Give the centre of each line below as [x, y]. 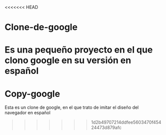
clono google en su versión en [68, 60]
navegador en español [28, 113]
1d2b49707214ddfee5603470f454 [126, 122]
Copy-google [32, 94]
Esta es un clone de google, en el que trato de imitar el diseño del [72, 107]
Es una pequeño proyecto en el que [79, 50]
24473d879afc [106, 128]
